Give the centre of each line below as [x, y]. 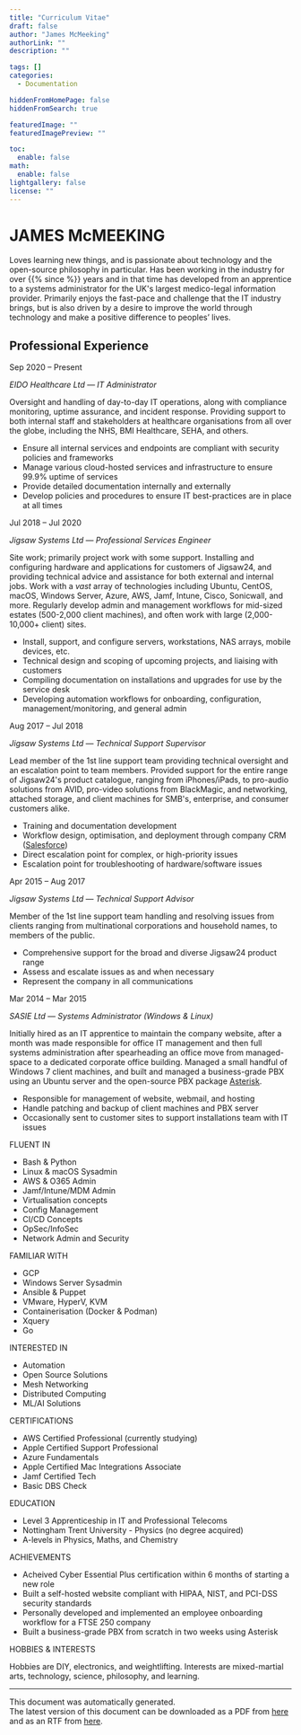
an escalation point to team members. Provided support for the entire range [149, 771]
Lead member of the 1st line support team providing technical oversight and [149, 761]
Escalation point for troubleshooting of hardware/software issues [142, 864]
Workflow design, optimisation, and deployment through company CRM [154, 835]
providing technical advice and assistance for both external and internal [142, 577]
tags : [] [26, 67]
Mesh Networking [55, 1385]
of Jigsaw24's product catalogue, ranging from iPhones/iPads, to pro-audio [149, 780]
